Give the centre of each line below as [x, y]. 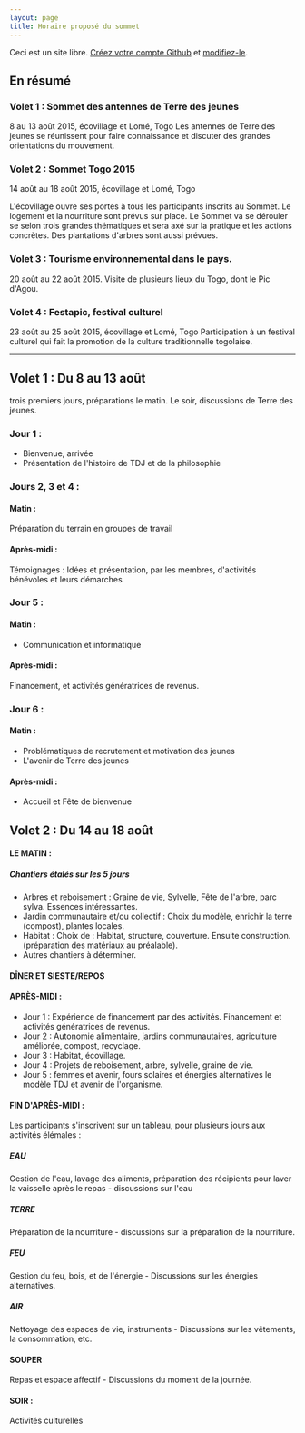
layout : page [34, 18]
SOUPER [26, 1359]
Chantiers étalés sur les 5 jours [69, 874]
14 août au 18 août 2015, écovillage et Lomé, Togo [103, 189]
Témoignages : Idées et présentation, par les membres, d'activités [133, 570]
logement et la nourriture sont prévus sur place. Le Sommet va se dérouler [149, 216]
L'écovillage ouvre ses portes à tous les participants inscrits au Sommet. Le [150, 206]
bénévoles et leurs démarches [66, 579]
